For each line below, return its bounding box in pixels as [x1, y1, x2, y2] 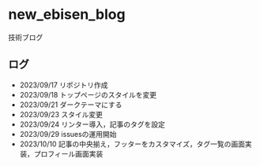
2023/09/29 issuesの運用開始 [19, 129, 117, 138]
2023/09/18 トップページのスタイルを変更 [19, 90, 156, 99]
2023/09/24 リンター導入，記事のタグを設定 [19, 120, 166, 129]
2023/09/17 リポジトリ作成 [19, 80, 108, 90]
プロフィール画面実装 [33, 149, 104, 158]
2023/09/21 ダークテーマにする [19, 100, 122, 109]
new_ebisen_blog [8, 6, 126, 24]
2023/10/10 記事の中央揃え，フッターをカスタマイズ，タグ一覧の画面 [19, 139, 246, 149]
